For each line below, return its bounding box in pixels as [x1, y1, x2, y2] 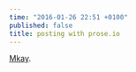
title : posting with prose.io [9, 29, 121, 38]
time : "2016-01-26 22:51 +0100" [9, 12, 128, 22]
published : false [9, 21, 73, 30]
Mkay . [9, 54, 32, 64]
